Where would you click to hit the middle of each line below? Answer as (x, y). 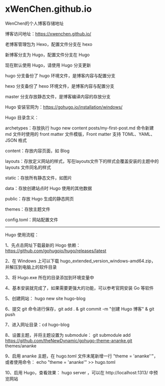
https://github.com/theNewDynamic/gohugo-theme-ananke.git (69, 340)
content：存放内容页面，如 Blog (37, 151)
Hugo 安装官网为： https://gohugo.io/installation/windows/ (64, 107)
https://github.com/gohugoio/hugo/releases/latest (56, 251)
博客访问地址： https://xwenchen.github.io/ (48, 33)
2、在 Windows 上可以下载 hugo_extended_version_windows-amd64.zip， (81, 261)
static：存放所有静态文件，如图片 (39, 178)
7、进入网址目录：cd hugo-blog (37, 324)
